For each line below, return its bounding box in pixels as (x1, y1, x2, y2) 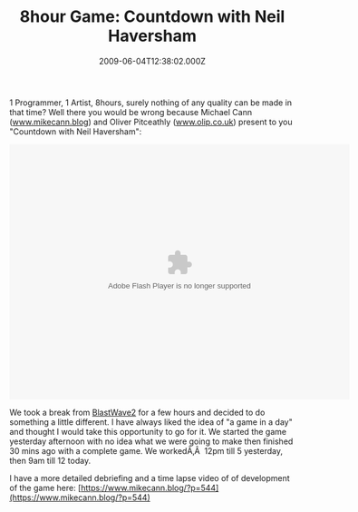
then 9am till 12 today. (9, 455, 92, 466)
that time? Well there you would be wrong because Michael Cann (9, 106, 252, 117)
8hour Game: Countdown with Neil (19, 6, 285, 27)
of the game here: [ (9, 482, 82, 493)
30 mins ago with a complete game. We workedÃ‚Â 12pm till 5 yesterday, (9, 445, 284, 456)
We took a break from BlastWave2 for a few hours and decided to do (9, 407, 266, 418)
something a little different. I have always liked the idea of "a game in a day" (9, 416, 293, 428)
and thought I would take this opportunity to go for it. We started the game (9, 426, 287, 437)
